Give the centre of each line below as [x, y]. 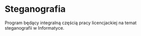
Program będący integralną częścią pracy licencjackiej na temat [71, 23]
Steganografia [35, 9]
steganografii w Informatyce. [35, 28]
